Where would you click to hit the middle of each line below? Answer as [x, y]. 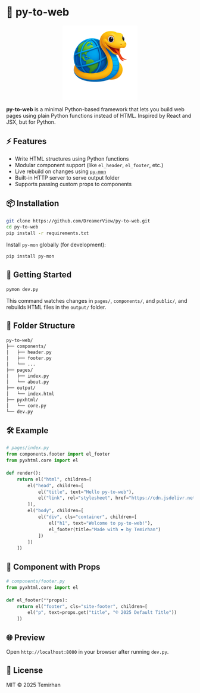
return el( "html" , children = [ [54, 479]
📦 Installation [33, 204]
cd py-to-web [22, 227]
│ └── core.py [26, 406]
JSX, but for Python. [31, 122]
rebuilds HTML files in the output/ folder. [56, 307]
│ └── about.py [28, 382]
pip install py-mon [30, 256]
